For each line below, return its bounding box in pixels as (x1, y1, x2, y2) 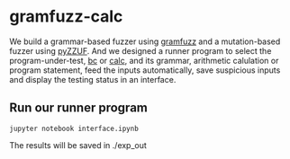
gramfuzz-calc (9, 6, 123, 27)
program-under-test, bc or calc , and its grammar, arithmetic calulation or (9, 55, 279, 66)
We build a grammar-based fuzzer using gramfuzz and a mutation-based (9, 36, 281, 47)
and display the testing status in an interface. (9, 74, 177, 84)
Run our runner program (9, 101, 149, 116)
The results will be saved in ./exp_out (9, 139, 147, 150)
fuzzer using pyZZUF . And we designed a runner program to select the (9, 45, 272, 56)
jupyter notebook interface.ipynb (9, 124, 140, 133)
